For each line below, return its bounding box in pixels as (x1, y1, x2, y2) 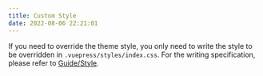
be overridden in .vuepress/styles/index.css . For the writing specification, (8, 50, 256, 59)
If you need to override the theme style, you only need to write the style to (8, 41, 253, 50)
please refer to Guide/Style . (8, 58, 99, 68)
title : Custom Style (8, 11, 78, 20)
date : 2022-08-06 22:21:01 (8, 19, 98, 27)
